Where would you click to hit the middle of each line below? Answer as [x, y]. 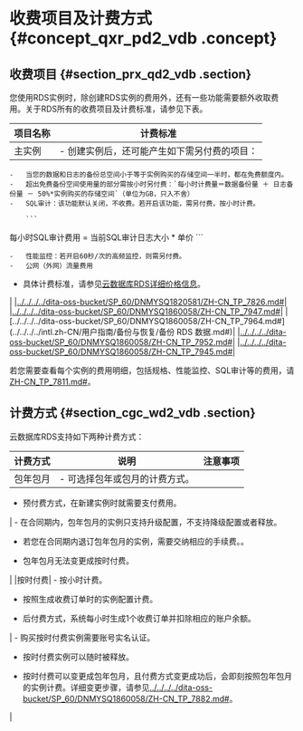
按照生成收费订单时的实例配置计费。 [90, 599]
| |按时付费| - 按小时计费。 [58, 580]
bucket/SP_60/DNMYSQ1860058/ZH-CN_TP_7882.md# [126, 698]
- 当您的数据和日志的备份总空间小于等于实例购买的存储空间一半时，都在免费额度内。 [149, 175]
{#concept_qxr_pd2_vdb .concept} [143, 38]
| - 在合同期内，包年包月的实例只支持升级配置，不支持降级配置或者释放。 [146, 522]
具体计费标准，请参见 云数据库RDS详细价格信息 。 [114, 284]
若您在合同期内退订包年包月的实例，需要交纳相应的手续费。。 [135, 541]
